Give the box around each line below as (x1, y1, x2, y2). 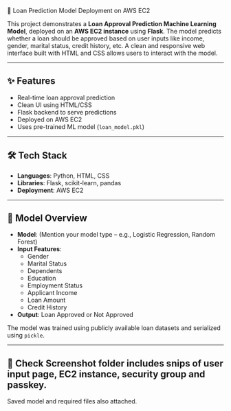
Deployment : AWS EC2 (16, 186, 84, 194)
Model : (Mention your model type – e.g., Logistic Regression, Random (16, 231, 215, 239)
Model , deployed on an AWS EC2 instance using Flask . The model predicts (7, 27, 222, 35)
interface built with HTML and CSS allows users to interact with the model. (7, 49, 218, 57)
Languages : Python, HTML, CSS (16, 172, 110, 180)
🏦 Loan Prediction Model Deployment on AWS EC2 (7, 7, 151, 14)
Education (27, 274, 56, 283)
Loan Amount (27, 296, 66, 305)
